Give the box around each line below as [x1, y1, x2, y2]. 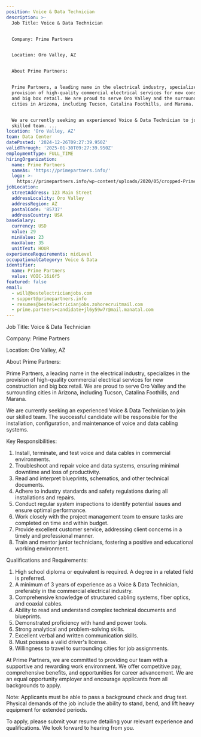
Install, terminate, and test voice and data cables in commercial [14, 450, 170, 457]
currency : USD [11, 223, 47, 229]
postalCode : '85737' [11, 206, 63, 212]
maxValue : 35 [11, 239, 44, 246]
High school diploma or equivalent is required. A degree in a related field [14, 568, 194, 576]
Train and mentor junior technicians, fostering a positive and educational [14, 538, 194, 546]
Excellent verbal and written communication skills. [14, 632, 139, 639]
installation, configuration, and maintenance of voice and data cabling [6, 420, 178, 427]
